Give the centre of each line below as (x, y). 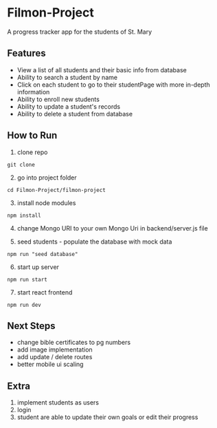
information (33, 92)
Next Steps (31, 326)
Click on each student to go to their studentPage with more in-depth (114, 85)
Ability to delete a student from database (75, 114)
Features (26, 53)
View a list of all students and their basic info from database (102, 69)
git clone (21, 164)
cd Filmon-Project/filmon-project (57, 190)
